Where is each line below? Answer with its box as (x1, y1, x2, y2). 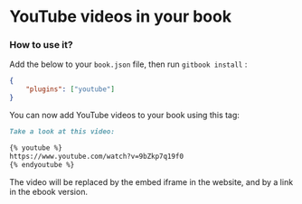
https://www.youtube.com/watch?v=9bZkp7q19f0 (9, 152, 184, 161)
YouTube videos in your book (9, 6, 232, 27)
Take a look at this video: (9, 127, 116, 136)
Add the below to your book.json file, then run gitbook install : (9, 59, 248, 70)
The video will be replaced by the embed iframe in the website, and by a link (9, 176, 294, 187)
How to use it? (9, 39, 74, 51)
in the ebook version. (9, 186, 89, 197)
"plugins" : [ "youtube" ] (25, 85, 116, 94)
